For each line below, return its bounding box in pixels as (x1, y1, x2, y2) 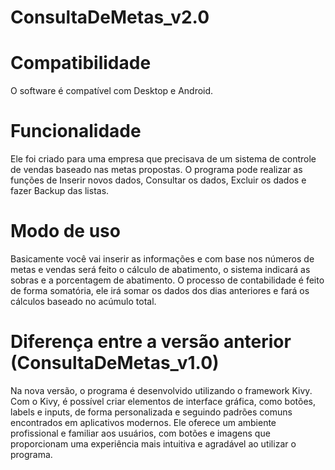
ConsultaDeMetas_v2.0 (10, 6, 210, 29)
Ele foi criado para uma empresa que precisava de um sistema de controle (10, 153, 317, 165)
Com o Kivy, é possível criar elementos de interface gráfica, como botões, (10, 395, 317, 407)
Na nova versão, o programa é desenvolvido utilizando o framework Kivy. (10, 384, 313, 396)
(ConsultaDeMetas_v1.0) (10, 352, 220, 375)
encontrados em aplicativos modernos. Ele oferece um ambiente (10, 416, 277, 428)
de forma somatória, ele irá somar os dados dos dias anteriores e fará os (10, 285, 310, 296)
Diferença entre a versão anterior (10, 331, 292, 353)
